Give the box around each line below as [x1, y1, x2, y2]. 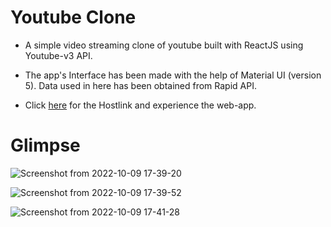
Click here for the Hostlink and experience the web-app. [24, 99, 257, 111]
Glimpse [10, 134, 81, 157]
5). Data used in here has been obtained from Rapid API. [24, 79, 257, 91]
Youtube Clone [10, 6, 137, 29]
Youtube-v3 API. [24, 49, 93, 61]
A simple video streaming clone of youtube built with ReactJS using [24, 39, 304, 51]
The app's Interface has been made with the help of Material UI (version [24, 69, 322, 81]
